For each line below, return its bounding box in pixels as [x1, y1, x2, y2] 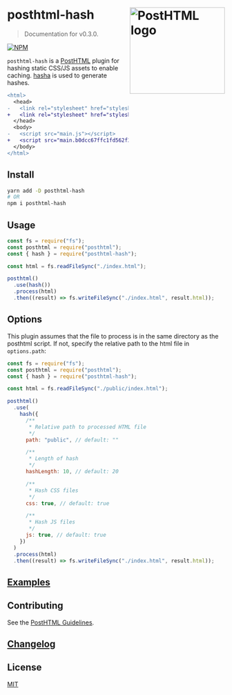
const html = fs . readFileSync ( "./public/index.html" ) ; [7, 385, 168, 392]
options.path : [7, 346, 46, 355]
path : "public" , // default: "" [25, 436, 119, 444]
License [7, 662, 42, 674]
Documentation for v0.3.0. [23, 30, 99, 38]
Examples [7, 576, 50, 588]
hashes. [7, 78, 30, 86]
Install [7, 169, 35, 181]
